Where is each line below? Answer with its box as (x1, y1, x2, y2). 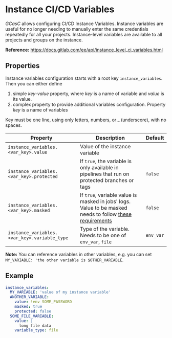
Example (5, 272, 34, 280)
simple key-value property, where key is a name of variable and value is (12, 91, 165, 97)
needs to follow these (80, 211, 132, 218)
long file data (18, 323, 52, 328)
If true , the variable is (80, 157, 132, 165)
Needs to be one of (80, 232, 126, 239)
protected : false (14, 308, 52, 314)
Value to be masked (80, 204, 127, 211)
